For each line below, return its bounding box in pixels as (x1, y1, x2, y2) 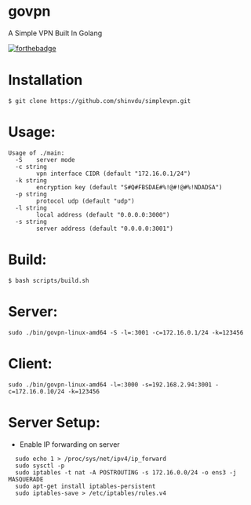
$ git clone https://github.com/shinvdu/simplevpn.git (8, 97, 191, 104)
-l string (15, 203, 47, 212)
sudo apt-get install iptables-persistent (15, 482, 156, 490)
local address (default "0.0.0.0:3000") (36, 210, 170, 218)
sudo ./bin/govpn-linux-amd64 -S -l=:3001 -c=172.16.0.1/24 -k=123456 (8, 328, 244, 336)
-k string (15, 176, 47, 185)
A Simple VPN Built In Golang (8, 28, 103, 38)
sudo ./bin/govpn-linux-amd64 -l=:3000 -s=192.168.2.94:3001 (8, 380, 213, 389)
